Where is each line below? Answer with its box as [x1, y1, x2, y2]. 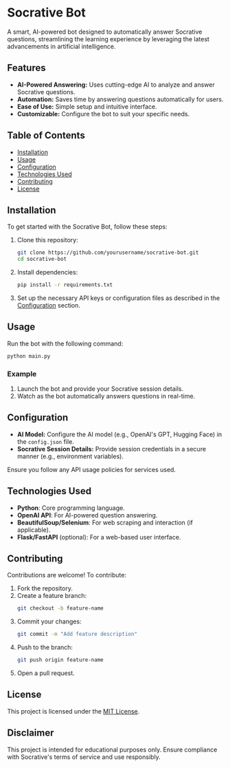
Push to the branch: [16, 643, 73, 652]
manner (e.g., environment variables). [16, 452, 124, 460]
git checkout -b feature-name [16, 605, 104, 612]
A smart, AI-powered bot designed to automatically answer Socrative [7, 28, 203, 36]
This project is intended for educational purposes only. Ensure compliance [7, 745, 218, 754]
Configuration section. [16, 301, 81, 309]
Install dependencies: [16, 268, 78, 277]
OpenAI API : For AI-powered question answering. [16, 511, 158, 519]
